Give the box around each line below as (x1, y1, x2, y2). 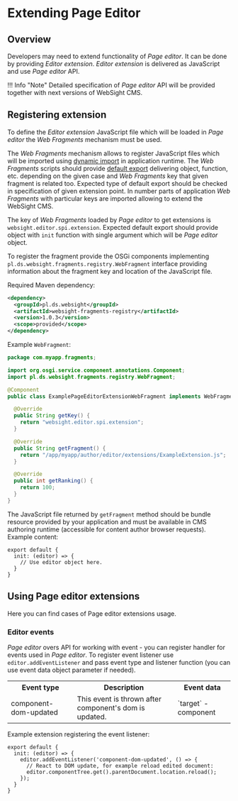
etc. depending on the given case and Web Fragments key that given (7, 172, 209, 180)
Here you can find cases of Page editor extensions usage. (7, 609, 177, 618)
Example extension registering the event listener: (7, 729, 150, 739)
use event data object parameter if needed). (7, 665, 136, 674)
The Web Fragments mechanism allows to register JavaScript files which (7, 149, 220, 158)
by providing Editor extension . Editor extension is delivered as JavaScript (7, 60, 220, 68)
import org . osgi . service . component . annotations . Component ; (7, 367, 186, 374)
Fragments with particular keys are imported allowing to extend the (7, 194, 203, 203)
